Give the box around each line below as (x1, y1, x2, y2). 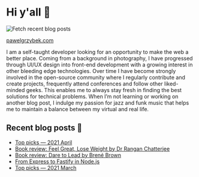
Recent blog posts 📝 (6, 123, 83, 133)
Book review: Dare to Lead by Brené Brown (14, 151, 122, 158)
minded (6, 86, 25, 93)
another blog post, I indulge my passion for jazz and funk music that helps (6, 99, 189, 106)
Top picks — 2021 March (14, 164, 77, 171)
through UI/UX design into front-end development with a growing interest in (6, 61, 193, 68)
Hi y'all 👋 (6, 5, 51, 19)
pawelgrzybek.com (6, 36, 54, 44)
